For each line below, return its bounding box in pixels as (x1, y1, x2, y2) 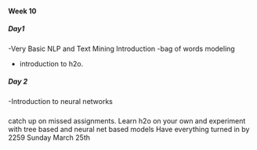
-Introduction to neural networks (8, 96, 114, 105)
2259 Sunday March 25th (8, 133, 91, 142)
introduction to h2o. (19, 59, 84, 68)
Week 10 (8, 6, 37, 16)
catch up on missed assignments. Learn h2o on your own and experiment (8, 116, 246, 125)
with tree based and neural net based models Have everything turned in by (8, 124, 250, 134)
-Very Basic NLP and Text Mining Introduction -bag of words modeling (8, 44, 235, 53)
